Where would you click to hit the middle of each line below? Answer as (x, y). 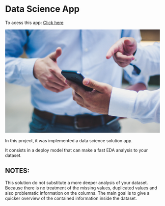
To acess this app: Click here (34, 23)
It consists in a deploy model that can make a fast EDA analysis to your (77, 150)
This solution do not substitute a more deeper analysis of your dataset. (77, 182)
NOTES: (17, 171)
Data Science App (42, 9)
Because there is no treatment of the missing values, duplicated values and (81, 188)
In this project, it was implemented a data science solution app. (69, 141)
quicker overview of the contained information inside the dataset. (71, 198)
